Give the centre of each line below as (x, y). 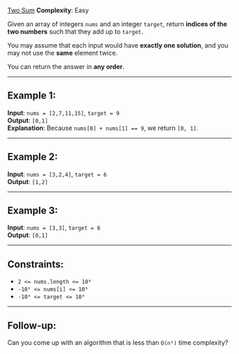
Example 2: (33, 157)
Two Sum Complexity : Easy (48, 10)
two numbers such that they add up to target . (75, 32)
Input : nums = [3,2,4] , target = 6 (57, 174)
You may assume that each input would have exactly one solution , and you (118, 45)
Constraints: (36, 264)
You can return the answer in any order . (66, 66)
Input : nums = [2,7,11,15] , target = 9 (63, 112)
